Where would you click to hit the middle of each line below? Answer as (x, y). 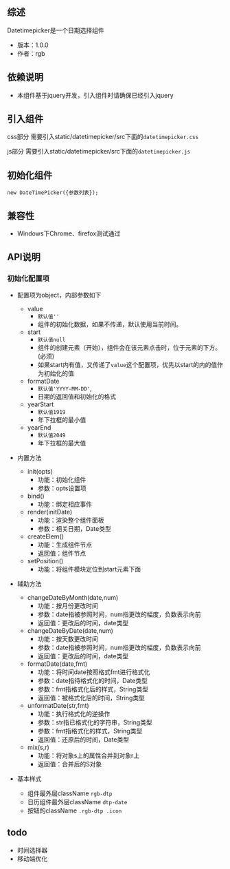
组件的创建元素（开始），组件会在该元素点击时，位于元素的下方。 (129, 347)
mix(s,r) (38, 747)
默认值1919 (51, 412)
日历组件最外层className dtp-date (77, 802)
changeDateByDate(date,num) (70, 630)
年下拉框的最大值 (62, 443)
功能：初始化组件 (62, 479)
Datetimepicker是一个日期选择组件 (56, 30)
